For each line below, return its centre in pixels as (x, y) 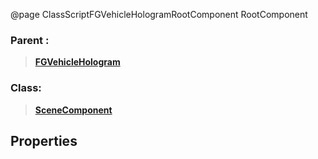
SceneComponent (73, 110)
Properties (44, 140)
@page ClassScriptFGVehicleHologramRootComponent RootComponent (159, 14)
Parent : (30, 40)
